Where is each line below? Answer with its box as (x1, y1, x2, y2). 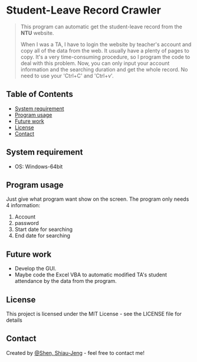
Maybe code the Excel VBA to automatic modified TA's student (14, 271, 167, 278)
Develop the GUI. (14, 265, 57, 272)
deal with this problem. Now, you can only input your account (20, 60, 170, 67)
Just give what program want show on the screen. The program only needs (6, 195, 189, 203)
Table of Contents (6, 89, 74, 99)
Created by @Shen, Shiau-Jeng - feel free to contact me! (6, 349, 145, 356)
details (6, 317, 22, 324)
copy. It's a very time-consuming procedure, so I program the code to (20, 53, 191, 60)
